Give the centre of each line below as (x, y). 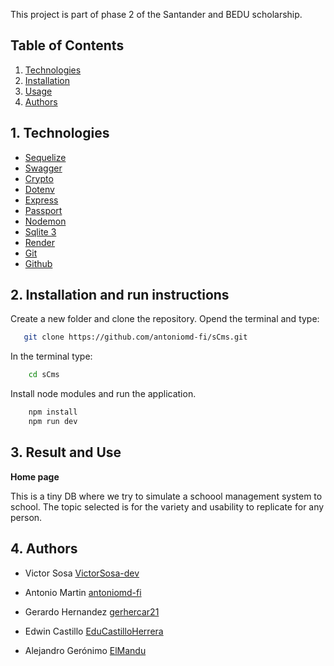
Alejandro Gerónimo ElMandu (85, 650)
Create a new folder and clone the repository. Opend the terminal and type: (165, 319)
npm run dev (53, 422)
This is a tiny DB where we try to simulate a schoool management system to (166, 496)
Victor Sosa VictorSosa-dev (82, 573)
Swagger (43, 168)
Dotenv (39, 189)
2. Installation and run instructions (120, 295)
